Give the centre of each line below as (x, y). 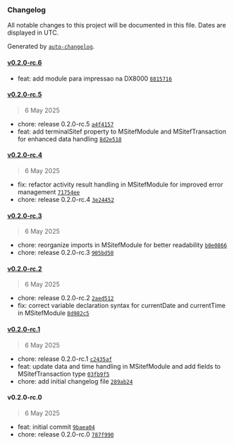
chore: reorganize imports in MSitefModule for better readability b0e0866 (122, 245)
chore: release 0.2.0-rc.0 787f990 (66, 434)
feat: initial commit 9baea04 (56, 427)
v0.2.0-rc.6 (25, 62)
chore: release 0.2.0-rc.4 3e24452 (66, 199)
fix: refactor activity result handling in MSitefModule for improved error (120, 184)
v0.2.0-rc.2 (25, 268)
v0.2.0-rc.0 (25, 398)
